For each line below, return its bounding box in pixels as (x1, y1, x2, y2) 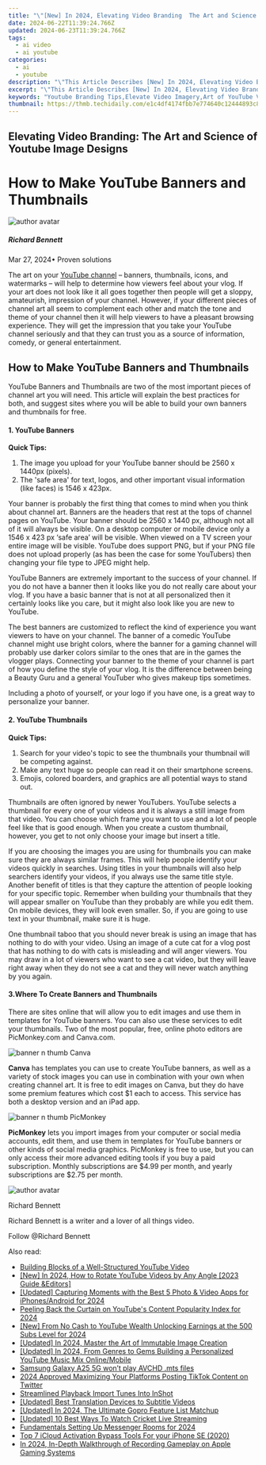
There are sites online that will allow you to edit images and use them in (8, 1007, 241, 1017)
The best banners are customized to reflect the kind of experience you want (8, 622, 256, 632)
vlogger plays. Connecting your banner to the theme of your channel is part (8, 656, 255, 666)
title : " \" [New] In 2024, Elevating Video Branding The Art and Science (8, 11, 257, 20)
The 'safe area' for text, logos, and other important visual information (19, 475, 245, 485)
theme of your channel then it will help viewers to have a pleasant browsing (8, 313, 254, 322)
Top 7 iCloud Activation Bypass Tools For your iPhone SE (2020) (19, 1430, 230, 1440)
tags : (8, 33, 26, 42)
